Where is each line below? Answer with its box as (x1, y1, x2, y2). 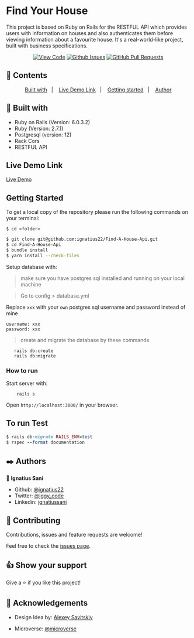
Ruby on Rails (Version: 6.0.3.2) (14, 118, 91, 125)
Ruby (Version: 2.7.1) (14, 125, 64, 132)
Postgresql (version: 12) (14, 131, 72, 138)
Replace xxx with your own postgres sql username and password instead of (6, 303, 186, 311)
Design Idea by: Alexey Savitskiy (14, 613, 93, 620)
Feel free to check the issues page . (6, 543, 91, 550)
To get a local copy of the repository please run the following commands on (6, 209, 189, 216)
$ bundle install (6, 247, 49, 253)
